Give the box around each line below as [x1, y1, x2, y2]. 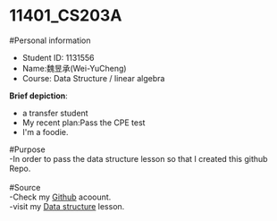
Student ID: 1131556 [21, 52, 96, 63]
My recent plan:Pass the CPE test [21, 117, 146, 128]
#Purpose [9, 144, 46, 155]
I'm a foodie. [21, 126, 69, 137]
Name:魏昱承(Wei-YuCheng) [21, 63, 127, 73]
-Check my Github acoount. [9, 191, 112, 202]
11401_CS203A [9, 5, 122, 26]
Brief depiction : [9, 90, 69, 101]
